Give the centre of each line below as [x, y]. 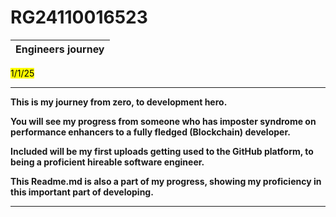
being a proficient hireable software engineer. [107, 162]
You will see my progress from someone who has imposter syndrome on [163, 121]
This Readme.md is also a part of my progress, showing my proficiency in [166, 181]
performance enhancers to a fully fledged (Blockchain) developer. [150, 132]
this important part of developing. [82, 192]
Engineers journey [60, 49]
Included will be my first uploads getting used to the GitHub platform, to [162, 151]
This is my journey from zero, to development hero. [119, 102]
